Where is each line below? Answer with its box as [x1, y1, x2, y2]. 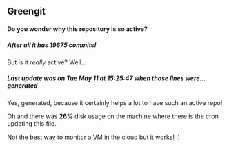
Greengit [7, 6, 46, 17]
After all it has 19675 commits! [7, 41, 97, 49]
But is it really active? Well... [7, 58, 87, 66]
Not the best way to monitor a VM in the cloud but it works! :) [7, 133, 181, 141]
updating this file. [7, 119, 57, 127]
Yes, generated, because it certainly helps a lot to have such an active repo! [7, 98, 223, 107]
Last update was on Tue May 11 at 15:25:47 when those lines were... [7, 74, 206, 82]
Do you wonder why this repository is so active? [7, 24, 148, 33]
